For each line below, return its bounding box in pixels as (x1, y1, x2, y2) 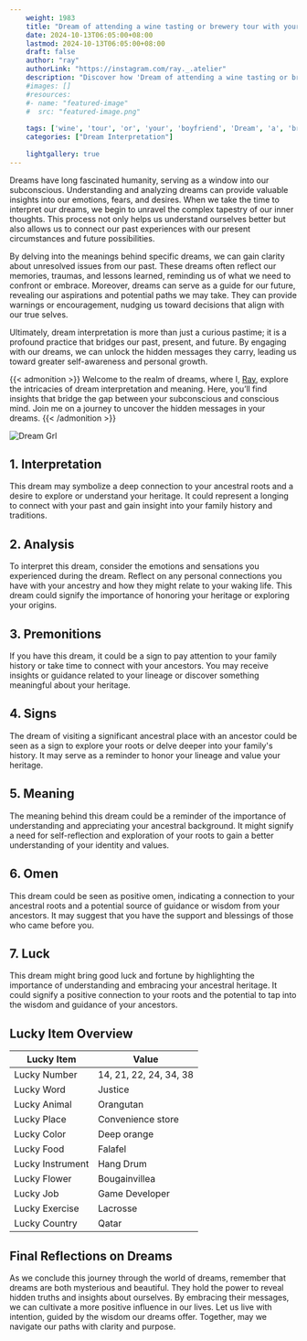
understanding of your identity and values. (9, 839, 170, 851)
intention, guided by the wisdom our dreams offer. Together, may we (9, 1311, 268, 1322)
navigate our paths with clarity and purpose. (9, 1321, 176, 1332)
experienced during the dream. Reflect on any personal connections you (9, 571, 282, 582)
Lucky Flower (14, 1173, 72, 1185)
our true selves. (9, 308, 69, 320)
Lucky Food (14, 1143, 65, 1155)
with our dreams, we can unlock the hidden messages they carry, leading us (9, 346, 297, 357)
